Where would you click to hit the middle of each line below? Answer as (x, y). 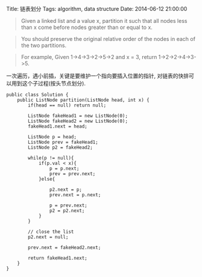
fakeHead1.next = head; (58, 126)
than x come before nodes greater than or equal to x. (87, 27)
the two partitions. (44, 45)
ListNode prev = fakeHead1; (63, 142)
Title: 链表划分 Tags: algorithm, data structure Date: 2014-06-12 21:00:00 (97, 9)
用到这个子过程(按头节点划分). (49, 83)
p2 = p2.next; (67, 211)
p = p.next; (64, 169)
